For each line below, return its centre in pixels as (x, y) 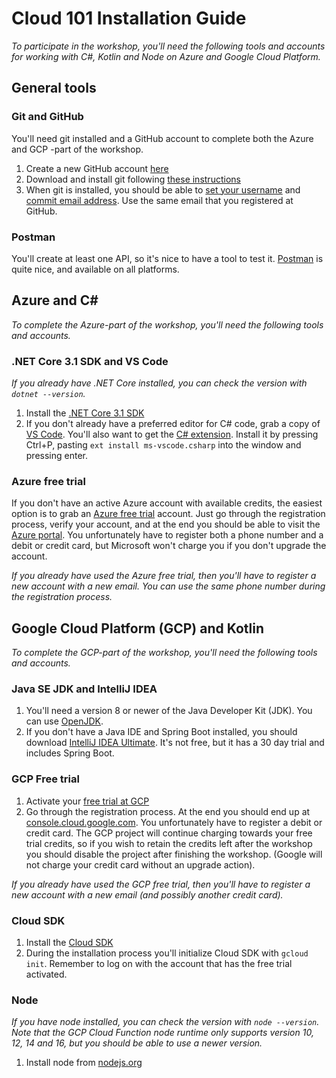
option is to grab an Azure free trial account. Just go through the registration (168, 514)
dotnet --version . (48, 394)
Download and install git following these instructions (133, 179)
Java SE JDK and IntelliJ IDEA (84, 689)
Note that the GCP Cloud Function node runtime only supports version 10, (162, 1033)
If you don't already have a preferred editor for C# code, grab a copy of (173, 424)
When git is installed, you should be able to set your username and (163, 189)
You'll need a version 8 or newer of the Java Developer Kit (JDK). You (169, 711)
